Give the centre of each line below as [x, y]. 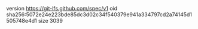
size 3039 [50, 21]
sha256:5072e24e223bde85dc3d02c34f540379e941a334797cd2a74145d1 [99, 14]
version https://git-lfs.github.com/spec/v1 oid [62, 8]
